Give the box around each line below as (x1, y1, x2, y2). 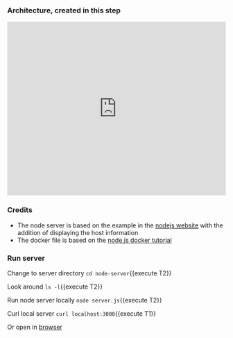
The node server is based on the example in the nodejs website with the (17, 221, 223, 230)
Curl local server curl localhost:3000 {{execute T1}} (7, 309, 157, 318)
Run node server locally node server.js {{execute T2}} (7, 296, 162, 304)
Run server (7, 253, 45, 263)
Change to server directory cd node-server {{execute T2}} (7, 268, 172, 277)
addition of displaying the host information (17, 228, 139, 236)
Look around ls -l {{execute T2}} (7, 282, 103, 291)
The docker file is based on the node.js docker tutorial (17, 236, 172, 244)
